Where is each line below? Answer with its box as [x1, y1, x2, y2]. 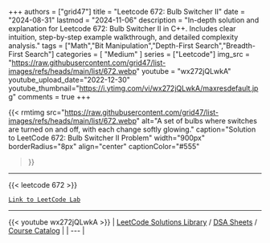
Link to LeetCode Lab [8, 196, 81, 204]
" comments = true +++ [12, 92, 91, 101]
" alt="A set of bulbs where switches [136, 116, 257, 125]
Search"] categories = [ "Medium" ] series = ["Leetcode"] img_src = [24, 50, 251, 59]
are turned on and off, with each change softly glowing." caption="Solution [8, 124, 256, 134]
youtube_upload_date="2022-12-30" [8, 75, 131, 84]
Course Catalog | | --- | [8, 226, 85, 235]
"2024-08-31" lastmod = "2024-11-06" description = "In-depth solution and [8, 15, 260, 25]
